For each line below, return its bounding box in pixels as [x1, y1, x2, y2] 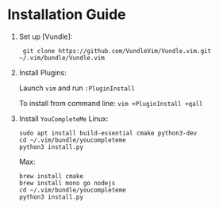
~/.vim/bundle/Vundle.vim [18, 54, 105, 62]
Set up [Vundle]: [18, 32, 73, 41]
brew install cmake [18, 172, 84, 180]
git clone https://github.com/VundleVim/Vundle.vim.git [22, 47, 212, 55]
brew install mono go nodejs [18, 179, 116, 187]
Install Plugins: [18, 67, 67, 77]
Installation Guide [7, 6, 126, 24]
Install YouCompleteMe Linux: [18, 113, 109, 123]
